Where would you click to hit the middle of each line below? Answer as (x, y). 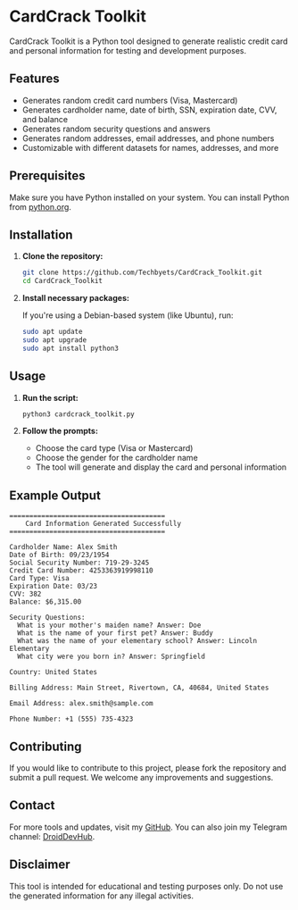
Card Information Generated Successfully (103, 524)
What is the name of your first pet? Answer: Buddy (116, 633)
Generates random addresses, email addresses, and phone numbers (148, 138)
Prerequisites (47, 176)
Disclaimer (40, 865)
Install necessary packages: (75, 298)
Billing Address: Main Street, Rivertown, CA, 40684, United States (139, 688)
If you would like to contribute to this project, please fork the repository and (148, 768)
